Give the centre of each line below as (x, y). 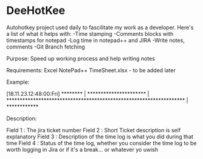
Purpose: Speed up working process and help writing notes (81, 58)
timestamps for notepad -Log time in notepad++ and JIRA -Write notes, (96, 40)
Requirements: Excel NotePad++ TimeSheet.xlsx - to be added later (91, 70)
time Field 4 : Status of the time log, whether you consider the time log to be (101, 143)
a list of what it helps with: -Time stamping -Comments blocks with (90, 33)
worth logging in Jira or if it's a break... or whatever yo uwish (82, 149)
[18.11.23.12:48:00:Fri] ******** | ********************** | (78, 93)
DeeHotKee (36, 11)
